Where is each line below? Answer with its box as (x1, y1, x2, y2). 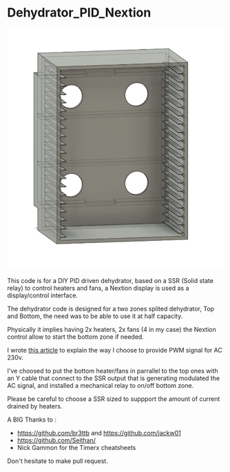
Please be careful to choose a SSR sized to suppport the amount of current (7, 395, 220, 403)
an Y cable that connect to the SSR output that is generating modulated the (7, 374, 220, 382)
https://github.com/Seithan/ (17, 436, 96, 444)
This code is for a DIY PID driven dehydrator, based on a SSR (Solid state (7, 276, 213, 284)
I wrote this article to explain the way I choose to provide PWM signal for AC (7, 346, 222, 354)
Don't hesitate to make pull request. (7, 457, 108, 465)
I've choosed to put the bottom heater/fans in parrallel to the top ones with (7, 366, 218, 375)
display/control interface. (7, 291, 78, 299)
